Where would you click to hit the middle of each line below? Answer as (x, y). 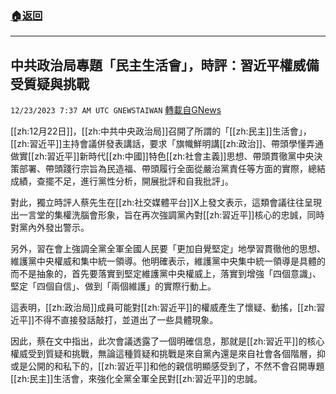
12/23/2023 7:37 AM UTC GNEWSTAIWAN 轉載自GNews (116, 110)
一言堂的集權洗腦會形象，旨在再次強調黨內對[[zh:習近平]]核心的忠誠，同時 (171, 215)
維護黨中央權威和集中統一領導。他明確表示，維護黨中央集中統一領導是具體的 (168, 261)
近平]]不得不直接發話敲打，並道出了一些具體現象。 (114, 320)
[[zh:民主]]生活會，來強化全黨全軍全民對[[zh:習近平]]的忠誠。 (136, 379)
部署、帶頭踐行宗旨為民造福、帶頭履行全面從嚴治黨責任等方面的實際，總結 (172, 169)
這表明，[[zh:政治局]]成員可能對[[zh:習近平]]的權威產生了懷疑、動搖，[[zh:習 (168, 308)
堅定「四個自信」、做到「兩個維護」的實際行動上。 (113, 286)
